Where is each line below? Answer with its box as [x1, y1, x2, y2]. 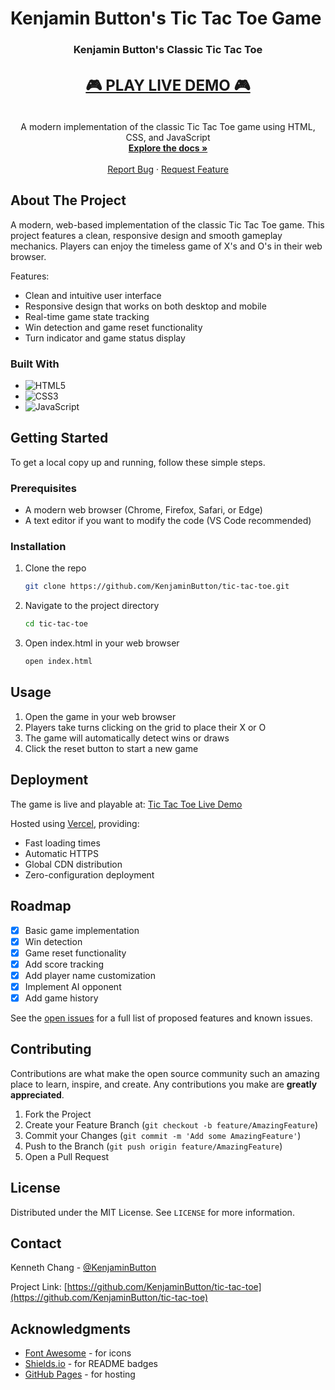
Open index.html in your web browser [24, 637, 180, 649]
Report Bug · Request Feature [107, 163, 229, 175]
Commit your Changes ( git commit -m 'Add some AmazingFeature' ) [24, 1129, 302, 1141]
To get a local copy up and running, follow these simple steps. [10, 456, 266, 468]
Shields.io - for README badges [24, 1358, 158, 1370]
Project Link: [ [10, 1281, 68, 1293]
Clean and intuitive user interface [24, 289, 162, 301]
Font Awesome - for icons [24, 1347, 132, 1359]
